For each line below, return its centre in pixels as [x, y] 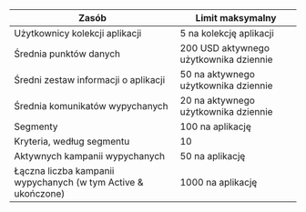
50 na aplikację [213, 156]
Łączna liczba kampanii [64, 171]
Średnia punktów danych [67, 54]
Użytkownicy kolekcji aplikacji [78, 33]
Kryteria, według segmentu [72, 141]
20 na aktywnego [217, 101]
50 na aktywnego [217, 74]
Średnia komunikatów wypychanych [91, 106]
